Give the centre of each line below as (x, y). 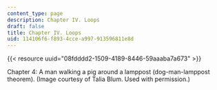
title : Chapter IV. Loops (44, 33)
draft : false (26, 26)
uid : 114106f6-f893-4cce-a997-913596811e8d (71, 39)
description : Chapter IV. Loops (53, 20)
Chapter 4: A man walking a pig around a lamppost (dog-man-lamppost (108, 72)
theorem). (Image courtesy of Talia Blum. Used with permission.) (99, 79)
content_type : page (35, 13)
